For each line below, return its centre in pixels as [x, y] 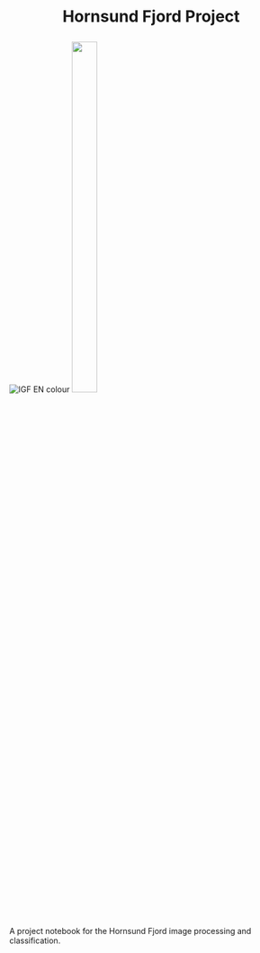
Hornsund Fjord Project [151, 17]
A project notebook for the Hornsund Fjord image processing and [130, 931]
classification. [35, 940]
